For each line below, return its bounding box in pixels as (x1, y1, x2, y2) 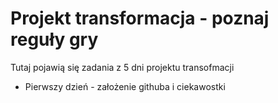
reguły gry (10, 28, 99, 51)
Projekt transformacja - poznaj (10, 7, 270, 30)
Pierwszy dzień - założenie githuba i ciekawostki (24, 80, 226, 92)
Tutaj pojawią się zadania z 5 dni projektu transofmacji (10, 61, 235, 73)
